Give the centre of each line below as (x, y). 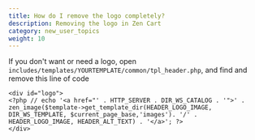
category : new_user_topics (54, 31)
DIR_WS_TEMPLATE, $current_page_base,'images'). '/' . (103, 115)
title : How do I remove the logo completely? (86, 16)
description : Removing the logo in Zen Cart (85, 23)
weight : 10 (27, 38)
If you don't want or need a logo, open (72, 62)
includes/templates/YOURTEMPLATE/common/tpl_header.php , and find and (128, 70)
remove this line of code (49, 78)
